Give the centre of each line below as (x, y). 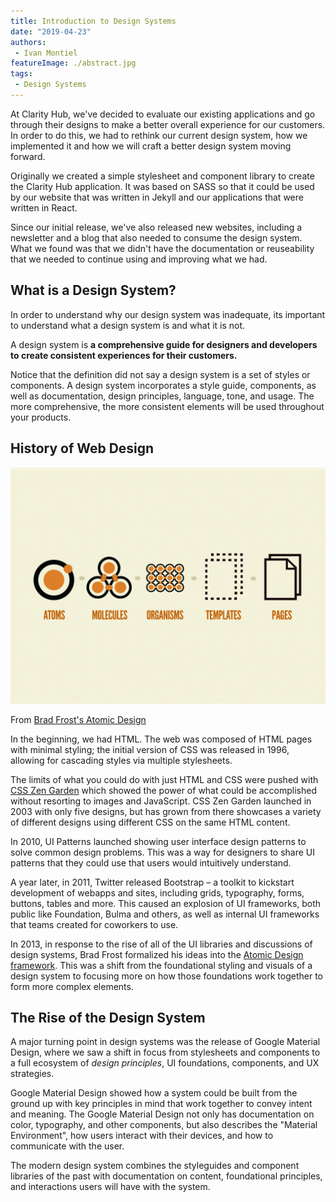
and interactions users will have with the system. (110, 1187)
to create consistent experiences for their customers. (124, 355)
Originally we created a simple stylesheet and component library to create (162, 176)
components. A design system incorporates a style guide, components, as (163, 385)
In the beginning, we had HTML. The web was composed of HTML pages (161, 739)
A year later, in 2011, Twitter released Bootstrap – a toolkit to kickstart (152, 882)
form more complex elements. (72, 986)
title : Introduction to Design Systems (93, 21)
